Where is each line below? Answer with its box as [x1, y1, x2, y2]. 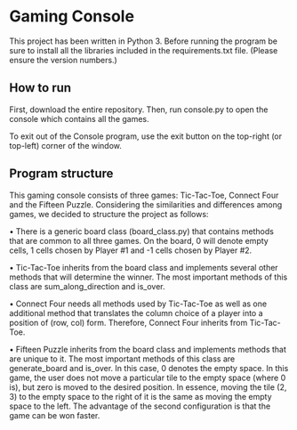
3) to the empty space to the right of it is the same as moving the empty [9, 391, 273, 402]
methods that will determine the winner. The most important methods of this [9, 272, 288, 282]
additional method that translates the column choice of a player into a [9, 307, 264, 318]
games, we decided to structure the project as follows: [9, 208, 209, 219]
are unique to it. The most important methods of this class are [9, 353, 236, 364]
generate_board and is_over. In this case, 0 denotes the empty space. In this [9, 362, 289, 373]
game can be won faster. [9, 410, 100, 420]
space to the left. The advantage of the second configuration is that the [9, 401, 271, 411]
